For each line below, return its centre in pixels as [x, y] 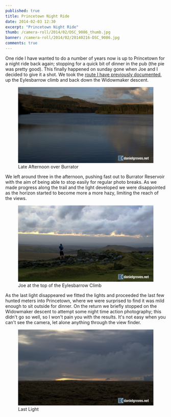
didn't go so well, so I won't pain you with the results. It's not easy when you [86, 317]
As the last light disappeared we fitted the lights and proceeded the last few [85, 295]
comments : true [21, 43]
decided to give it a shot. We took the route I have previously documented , [83, 75]
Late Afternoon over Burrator [48, 167]
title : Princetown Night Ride [38, 16]
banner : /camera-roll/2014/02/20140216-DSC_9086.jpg [63, 38]
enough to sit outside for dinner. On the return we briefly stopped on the [81, 306]
